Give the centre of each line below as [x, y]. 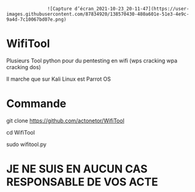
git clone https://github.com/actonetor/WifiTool [66, 120]
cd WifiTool [21, 132]
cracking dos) [24, 67]
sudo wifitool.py [27, 144]
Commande [37, 104]
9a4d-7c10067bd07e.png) [37, 20]
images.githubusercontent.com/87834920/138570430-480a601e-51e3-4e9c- [98, 14]
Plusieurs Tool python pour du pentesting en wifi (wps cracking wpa [92, 61]
